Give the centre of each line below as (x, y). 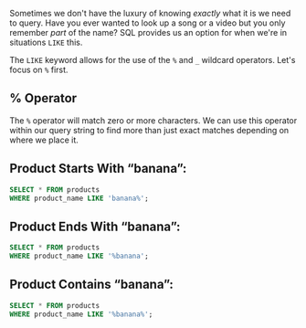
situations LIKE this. (46, 42)
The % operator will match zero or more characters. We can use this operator (153, 120)
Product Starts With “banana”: (98, 169)
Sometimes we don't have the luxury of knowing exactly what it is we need (150, 13)
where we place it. (44, 140)
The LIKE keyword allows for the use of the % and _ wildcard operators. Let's (153, 60)
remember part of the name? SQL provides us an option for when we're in (148, 32)
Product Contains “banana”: (91, 285)
